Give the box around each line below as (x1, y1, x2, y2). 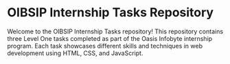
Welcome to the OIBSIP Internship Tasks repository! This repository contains (7, 27, 224, 35)
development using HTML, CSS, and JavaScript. (7, 49, 143, 57)
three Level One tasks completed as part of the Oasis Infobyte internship (7, 34, 213, 42)
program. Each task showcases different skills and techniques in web (7, 42, 203, 50)
